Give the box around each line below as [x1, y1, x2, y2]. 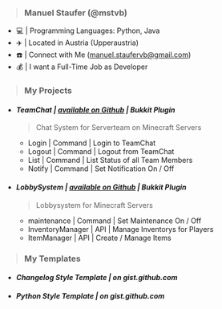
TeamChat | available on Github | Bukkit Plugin [15, 104, 176, 115]
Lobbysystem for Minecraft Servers [35, 200, 154, 209]
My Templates [23, 253, 82, 264]
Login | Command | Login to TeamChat [27, 138, 156, 148]
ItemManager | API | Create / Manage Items [27, 233, 172, 242]
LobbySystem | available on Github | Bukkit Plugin [15, 182, 187, 192]
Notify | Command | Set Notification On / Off [27, 164, 175, 173]
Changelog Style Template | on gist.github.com [15, 273, 178, 283]
